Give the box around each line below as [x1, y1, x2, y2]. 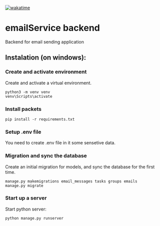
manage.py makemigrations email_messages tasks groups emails [5, 178, 137, 184]
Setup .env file [5, 128, 41, 135]
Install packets [5, 105, 41, 112]
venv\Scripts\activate [5, 94, 52, 99]
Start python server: [5, 206, 46, 212]
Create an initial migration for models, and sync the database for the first [5, 163, 155, 170]
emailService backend [5, 23, 100, 34]
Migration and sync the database [5, 152, 87, 159]
